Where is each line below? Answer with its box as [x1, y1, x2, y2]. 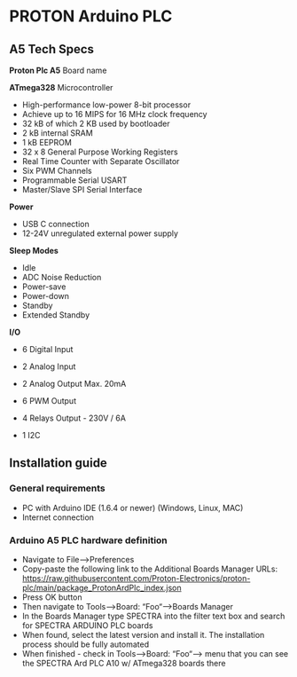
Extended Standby [21, 310, 90, 320]
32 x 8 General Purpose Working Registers [21, 146, 179, 157]
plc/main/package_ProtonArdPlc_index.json [21, 582, 182, 593]
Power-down [21, 291, 69, 301]
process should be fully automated [21, 639, 149, 649]
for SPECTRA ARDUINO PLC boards [21, 619, 153, 631]
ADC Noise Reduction [21, 272, 102, 282]
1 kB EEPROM [21, 138, 73, 147]
